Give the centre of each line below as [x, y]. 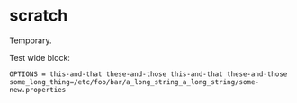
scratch [39, 16]
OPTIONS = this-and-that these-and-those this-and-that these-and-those [148, 74]
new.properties [38, 90]
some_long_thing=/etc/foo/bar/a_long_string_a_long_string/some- [134, 82]
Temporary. [31, 40]
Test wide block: [40, 57]
